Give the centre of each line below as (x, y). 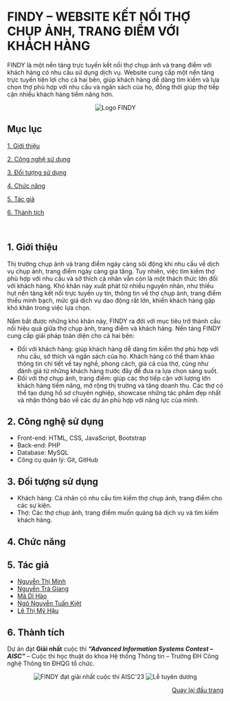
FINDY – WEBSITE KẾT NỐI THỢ (99, 17)
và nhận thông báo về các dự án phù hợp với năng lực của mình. (108, 400)
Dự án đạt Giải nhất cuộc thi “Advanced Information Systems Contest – (110, 649)
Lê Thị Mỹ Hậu (38, 611)
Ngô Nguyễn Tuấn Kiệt (49, 603)
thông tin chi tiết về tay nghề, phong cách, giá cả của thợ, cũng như (113, 364)
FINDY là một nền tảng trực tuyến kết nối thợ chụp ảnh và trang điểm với (110, 65)
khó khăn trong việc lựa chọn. (49, 307)
